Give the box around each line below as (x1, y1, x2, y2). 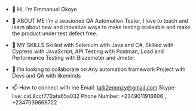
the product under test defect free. (11, 30, 97, 37)
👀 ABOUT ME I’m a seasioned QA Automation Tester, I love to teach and (11, 17, 188, 24)
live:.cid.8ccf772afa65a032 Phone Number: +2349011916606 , (11, 92, 167, 100)
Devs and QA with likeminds (11, 72, 81, 79)
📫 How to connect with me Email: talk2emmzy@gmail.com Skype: (11, 84, 176, 91)
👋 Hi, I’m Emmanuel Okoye (11, 6, 77, 13)
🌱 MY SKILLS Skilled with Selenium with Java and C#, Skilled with (11, 42, 174, 48)
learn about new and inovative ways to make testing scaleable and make (11, 24, 191, 30)
